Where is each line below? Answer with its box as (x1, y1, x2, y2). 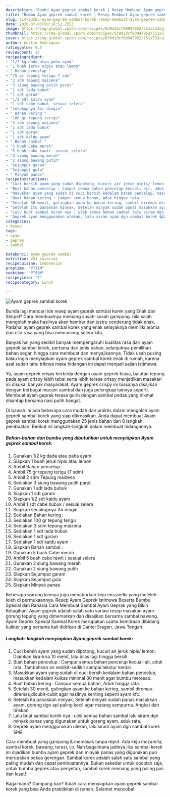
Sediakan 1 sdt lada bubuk (13, 528, 68, 534)
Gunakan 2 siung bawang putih (13, 566, 78, 572)
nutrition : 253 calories (6, 256, 58, 261)
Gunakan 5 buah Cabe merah (13, 550, 75, 556)
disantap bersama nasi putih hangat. (6, 397, 82, 404)
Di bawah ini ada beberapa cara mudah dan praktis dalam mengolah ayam (6, 407, 160, 413)
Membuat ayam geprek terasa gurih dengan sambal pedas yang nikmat (6, 392, 154, 398)
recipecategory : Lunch (6, 280, 53, 285)
